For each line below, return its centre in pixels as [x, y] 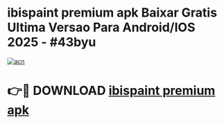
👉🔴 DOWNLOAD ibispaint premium [111, 91]
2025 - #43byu [52, 42]
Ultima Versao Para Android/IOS [101, 27]
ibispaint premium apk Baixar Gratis [112, 13]
